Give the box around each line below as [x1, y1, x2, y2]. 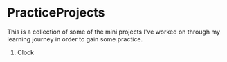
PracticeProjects [7, 5, 105, 21]
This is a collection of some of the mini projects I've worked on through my [7, 28, 220, 36]
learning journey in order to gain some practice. [7, 34, 143, 43]
